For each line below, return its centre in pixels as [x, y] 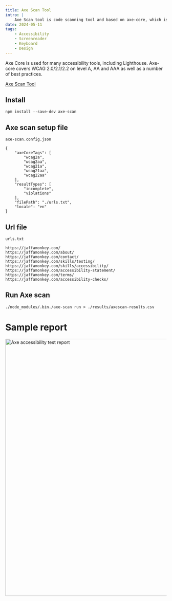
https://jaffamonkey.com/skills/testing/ [50, 262]
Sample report [36, 327]
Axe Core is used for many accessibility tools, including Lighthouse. [77, 63]
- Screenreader [31, 39]
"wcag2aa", [35, 162]
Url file [16, 227]
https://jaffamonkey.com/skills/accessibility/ [57, 266]
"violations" [38, 193]
